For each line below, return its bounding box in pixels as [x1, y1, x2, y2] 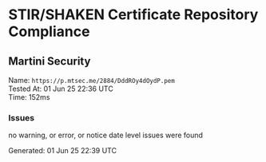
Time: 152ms [8, 93, 50, 101]
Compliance [8, 22, 90, 41]
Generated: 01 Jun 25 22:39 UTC [8, 146, 117, 156]
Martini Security [8, 54, 91, 68]
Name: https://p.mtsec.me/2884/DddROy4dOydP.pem [8, 76, 176, 85]
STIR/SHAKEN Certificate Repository [8, 6, 259, 24]
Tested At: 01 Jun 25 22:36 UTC [8, 84, 113, 93]
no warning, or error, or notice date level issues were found [8, 130, 204, 140]
